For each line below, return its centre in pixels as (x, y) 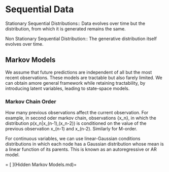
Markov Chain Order (31, 101)
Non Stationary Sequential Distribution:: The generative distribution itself (81, 39)
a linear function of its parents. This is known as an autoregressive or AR (81, 149)
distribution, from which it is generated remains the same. (65, 28)
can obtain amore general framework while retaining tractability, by (75, 83)
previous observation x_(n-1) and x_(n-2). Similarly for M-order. (71, 129)
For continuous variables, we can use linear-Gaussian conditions (73, 139)
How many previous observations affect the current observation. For (77, 113)
